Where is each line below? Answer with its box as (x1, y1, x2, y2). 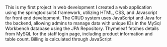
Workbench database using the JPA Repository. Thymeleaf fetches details (5, 25, 159, 31)
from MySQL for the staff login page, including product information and (5, 31, 153, 36)
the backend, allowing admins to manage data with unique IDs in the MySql (5, 20, 161, 26)
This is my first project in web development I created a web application (5, 4, 152, 10)
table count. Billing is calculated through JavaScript (5, 36, 112, 42)
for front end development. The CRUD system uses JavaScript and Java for (5, 15, 162, 20)
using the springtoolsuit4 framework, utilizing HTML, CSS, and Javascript (5, 9, 157, 15)
